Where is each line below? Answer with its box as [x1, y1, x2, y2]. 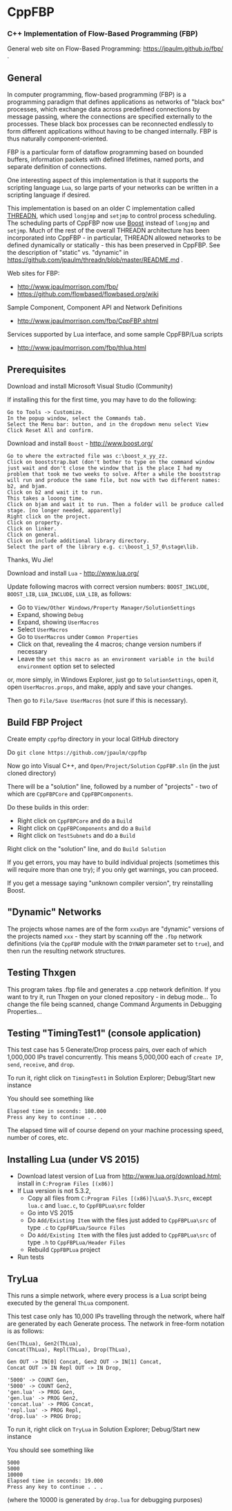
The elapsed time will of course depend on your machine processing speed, [7, 1126, 224, 1134]
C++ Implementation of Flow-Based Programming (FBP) [7, 29, 198, 39]
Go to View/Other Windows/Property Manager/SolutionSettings [17, 603, 195, 611]
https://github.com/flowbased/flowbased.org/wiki [17, 290, 159, 298]
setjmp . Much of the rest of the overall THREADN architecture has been [7, 226, 210, 235]
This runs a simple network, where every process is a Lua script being [7, 1291, 207, 1299]
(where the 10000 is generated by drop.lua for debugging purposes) [7, 1495, 203, 1503]
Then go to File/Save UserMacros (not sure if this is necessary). [7, 697, 188, 705]
